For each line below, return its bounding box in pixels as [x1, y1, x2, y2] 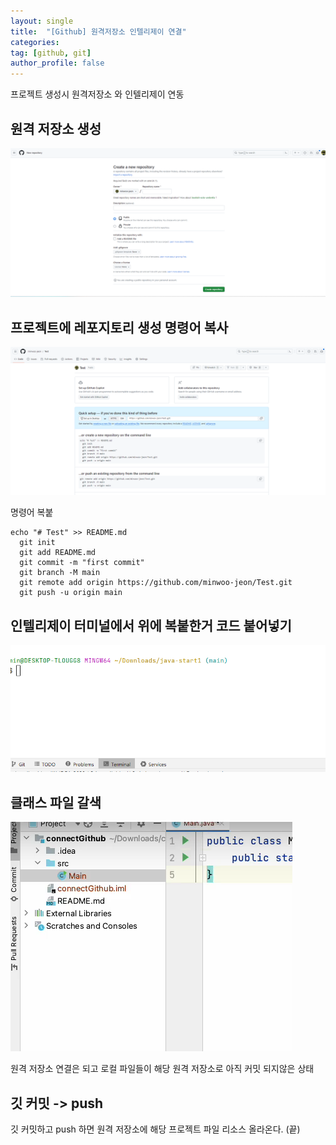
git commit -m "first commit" [19, 558, 145, 568]
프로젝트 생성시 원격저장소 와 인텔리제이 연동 [10, 88, 185, 100]
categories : [10, 37, 60, 47]
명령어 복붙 [10, 506, 54, 519]
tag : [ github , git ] [10, 48, 92, 58]
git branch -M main [19, 568, 101, 578]
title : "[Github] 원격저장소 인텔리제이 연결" [10, 26, 187, 37]
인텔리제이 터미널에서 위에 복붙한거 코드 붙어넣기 [10, 617, 292, 634]
